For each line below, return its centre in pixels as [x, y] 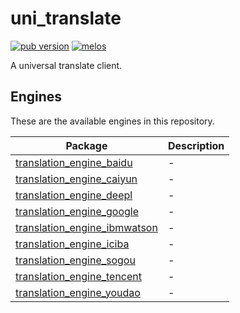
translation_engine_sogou [75, 260]
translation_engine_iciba [72, 244]
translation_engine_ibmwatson [86, 227]
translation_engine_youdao [78, 292]
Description [196, 145]
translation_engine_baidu [74, 162]
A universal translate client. [66, 65]
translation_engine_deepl [74, 195]
